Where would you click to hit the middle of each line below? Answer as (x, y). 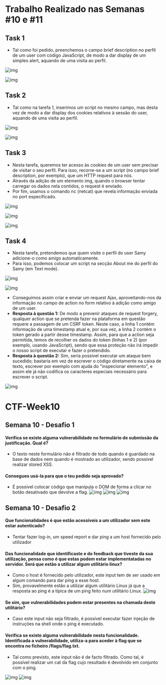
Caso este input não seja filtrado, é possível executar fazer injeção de (83, 619)
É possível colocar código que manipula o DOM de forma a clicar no (82, 487)
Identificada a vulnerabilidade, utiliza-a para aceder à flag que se (74, 641)
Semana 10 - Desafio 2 (40, 508)
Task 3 (16, 153)
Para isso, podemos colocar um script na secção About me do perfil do (85, 263)
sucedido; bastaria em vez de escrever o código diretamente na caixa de (87, 361)
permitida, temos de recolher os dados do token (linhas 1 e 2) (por (80, 340)
